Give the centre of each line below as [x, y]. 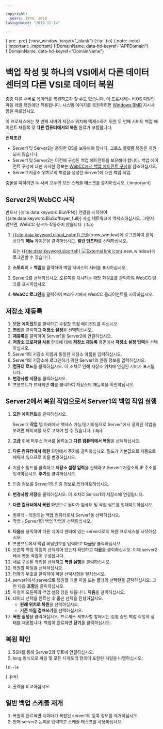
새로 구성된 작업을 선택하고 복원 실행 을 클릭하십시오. [62, 562]
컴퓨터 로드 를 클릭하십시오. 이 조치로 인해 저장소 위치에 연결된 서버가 [77, 366]
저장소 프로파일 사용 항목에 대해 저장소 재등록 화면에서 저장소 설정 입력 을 [81, 342]
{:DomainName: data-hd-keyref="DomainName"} [55, 51]
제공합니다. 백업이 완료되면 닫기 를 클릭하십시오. [66, 622]
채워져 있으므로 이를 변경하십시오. [44, 457]
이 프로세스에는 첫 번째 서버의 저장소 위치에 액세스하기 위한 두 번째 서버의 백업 [79, 122]
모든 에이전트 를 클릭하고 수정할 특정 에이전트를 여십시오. [65, 323]
